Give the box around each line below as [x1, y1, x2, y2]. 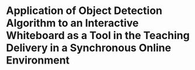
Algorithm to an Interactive [6, 16, 139, 30]
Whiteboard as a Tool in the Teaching [6, 29, 190, 42]
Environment [6, 54, 70, 67]
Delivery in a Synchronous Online [6, 41, 171, 55]
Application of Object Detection [6, 4, 162, 17]
